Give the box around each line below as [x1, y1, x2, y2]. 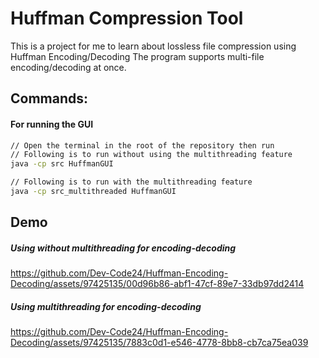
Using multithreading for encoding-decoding [10, 300, 202, 312]
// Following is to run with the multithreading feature [10, 177, 253, 187]
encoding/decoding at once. [10, 61, 127, 73]
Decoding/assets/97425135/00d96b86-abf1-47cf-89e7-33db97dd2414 [10, 278, 305, 290]
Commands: [10, 90, 89, 107]
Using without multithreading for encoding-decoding [10, 242, 237, 254]
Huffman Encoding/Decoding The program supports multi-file [10, 50, 265, 62]
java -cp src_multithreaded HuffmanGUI [10, 187, 177, 197]
